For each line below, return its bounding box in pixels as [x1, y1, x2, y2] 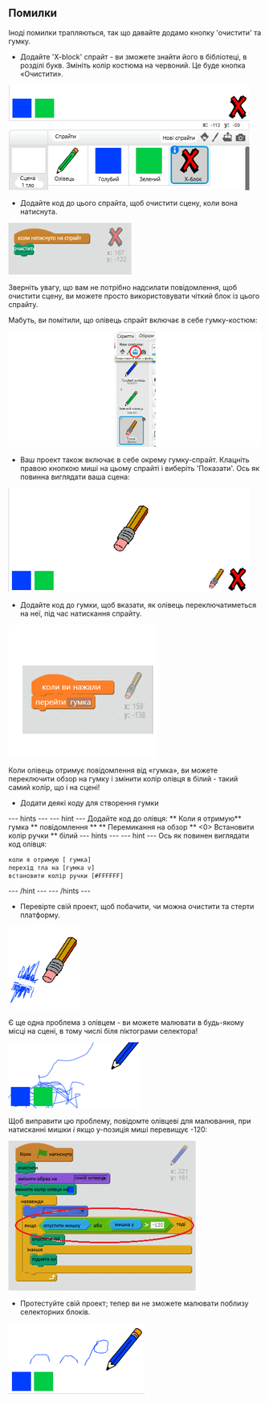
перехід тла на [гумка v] [8, 863, 95, 871]
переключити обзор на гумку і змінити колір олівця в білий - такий [8, 773, 238, 783]
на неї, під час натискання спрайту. [19, 609, 142, 618]
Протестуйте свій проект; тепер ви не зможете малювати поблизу [19, 1298, 249, 1308]
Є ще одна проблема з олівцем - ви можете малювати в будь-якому [8, 1017, 244, 1027]
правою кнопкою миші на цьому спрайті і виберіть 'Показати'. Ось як [19, 463, 259, 473]
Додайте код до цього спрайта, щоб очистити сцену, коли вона [19, 198, 238, 207]
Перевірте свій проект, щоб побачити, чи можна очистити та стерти [19, 901, 255, 911]
